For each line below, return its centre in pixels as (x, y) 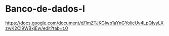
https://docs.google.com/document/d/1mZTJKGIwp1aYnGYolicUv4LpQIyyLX (85, 23)
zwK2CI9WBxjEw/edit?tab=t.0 (37, 28)
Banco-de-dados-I (45, 9)
